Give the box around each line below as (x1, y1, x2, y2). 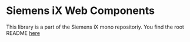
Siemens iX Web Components (6, 4, 155, 17)
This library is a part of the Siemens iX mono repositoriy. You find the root (6, 23, 184, 30)
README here (6, 29, 40, 36)
